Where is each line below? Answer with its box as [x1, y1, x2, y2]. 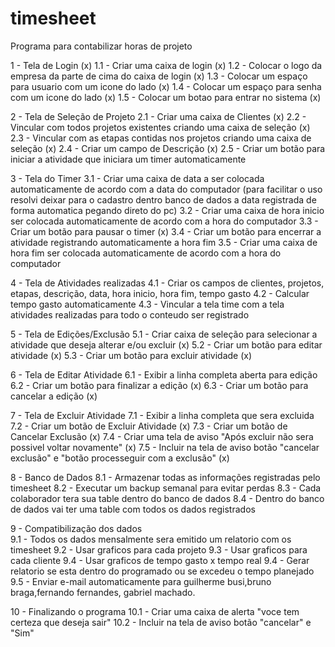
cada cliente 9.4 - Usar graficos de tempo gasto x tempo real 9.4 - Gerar [10, 554, 310, 566]
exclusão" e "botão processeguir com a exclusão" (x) [10, 452, 230, 464]
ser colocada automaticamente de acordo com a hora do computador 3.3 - [10, 215, 319, 227]
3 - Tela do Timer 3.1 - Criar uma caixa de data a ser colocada [10, 172, 265, 184]
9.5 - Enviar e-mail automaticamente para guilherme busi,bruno [10, 575, 272, 587]
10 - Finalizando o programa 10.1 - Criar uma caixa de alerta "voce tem [10, 605, 300, 617]
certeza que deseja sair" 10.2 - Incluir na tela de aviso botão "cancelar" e [10, 616, 312, 628]
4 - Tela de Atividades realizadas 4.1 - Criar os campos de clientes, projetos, [10, 277, 325, 289]
